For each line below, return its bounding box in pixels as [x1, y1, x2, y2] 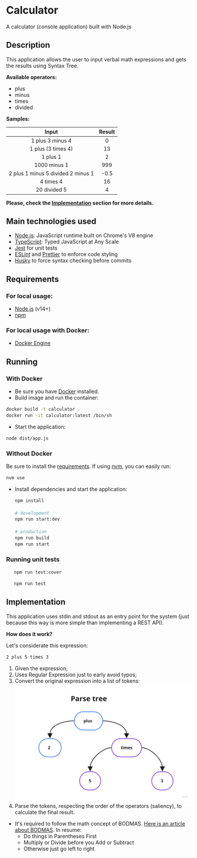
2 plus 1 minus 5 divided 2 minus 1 [8, 169, 94, 177]
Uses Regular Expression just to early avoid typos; [14, 671, 137, 678]
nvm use [6, 474, 25, 481]
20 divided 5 [35, 186, 67, 193]
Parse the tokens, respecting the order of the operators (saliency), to [14, 803, 182, 810]
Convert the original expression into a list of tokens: [14, 677, 140, 685]
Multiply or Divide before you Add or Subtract [23, 839, 134, 846]
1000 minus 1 [34, 162, 69, 169]
